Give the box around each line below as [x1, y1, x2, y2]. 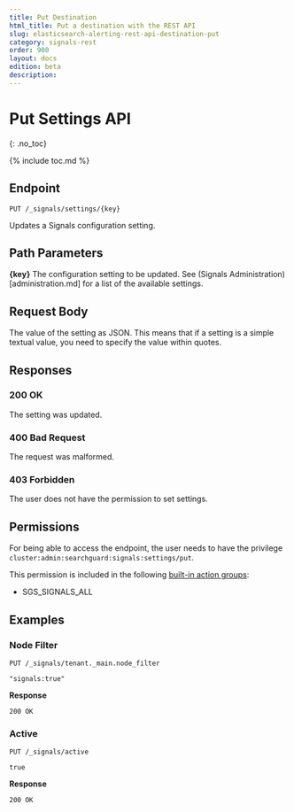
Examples [9, 612, 65, 627]
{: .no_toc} [9, 138, 47, 149]
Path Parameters [9, 245, 104, 260]
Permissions [9, 519, 80, 534]
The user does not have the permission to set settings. [9, 493, 208, 505]
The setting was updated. [9, 409, 103, 420]
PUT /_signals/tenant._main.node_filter [9, 659, 161, 668]
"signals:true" [9, 674, 66, 683]
